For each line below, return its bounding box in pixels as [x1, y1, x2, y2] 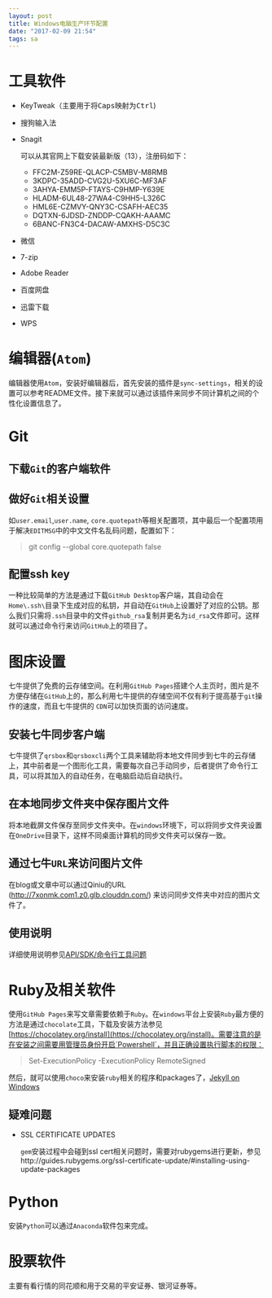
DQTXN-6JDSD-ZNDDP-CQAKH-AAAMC [32, 211, 171, 221]
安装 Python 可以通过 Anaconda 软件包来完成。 [8, 1221, 153, 1230]
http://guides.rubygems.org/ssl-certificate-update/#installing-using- [20, 1155, 251, 1165]
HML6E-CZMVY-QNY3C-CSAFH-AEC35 [32, 202, 169, 212]
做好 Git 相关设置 [8, 492, 90, 506]
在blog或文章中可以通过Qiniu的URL [8, 879, 126, 889]
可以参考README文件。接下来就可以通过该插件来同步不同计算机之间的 [15, 388, 252, 398]
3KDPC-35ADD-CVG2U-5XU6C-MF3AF [32, 176, 167, 186]
